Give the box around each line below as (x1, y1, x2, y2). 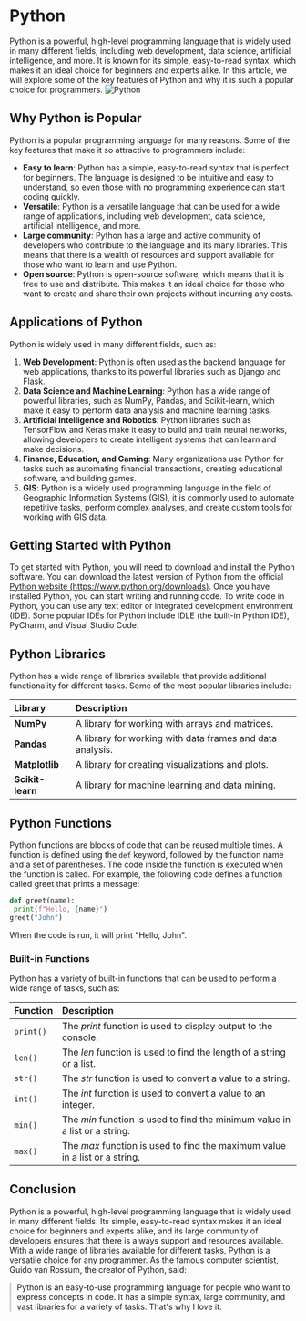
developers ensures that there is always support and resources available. (9, 1234, 284, 1245)
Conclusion (9, 1182, 76, 1197)
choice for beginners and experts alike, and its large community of (9, 1225, 259, 1236)
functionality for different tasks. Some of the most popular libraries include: (9, 680, 291, 691)
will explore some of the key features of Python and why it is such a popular (9, 74, 294, 85)
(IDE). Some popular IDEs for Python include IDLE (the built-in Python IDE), (9, 610, 290, 621)
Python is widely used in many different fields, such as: (9, 338, 217, 349)
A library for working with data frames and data (75, 732, 278, 745)
